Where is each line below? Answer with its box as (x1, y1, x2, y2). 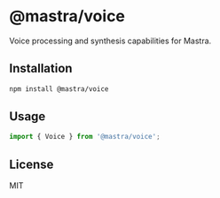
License (9, 156, 54, 171)
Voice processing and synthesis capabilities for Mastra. (9, 35, 212, 46)
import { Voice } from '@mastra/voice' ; (9, 133, 161, 141)
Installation (9, 61, 73, 76)
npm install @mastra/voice (9, 84, 109, 94)
